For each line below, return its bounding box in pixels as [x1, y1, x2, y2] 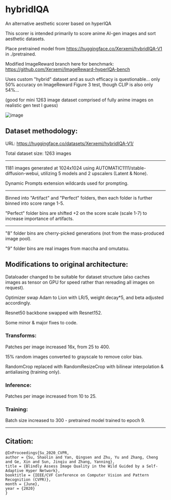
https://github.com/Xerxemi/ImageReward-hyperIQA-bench [5, 66, 130, 72]
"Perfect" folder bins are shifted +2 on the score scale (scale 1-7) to [5, 210, 148, 216]
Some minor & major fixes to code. [5, 319, 78, 325]
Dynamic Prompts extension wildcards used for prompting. [5, 180, 129, 186]
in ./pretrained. [5, 51, 37, 57]
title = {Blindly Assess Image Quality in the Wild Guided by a [5, 464, 145, 469]
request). [5, 284, 24, 291]
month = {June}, [5, 482, 40, 487]
